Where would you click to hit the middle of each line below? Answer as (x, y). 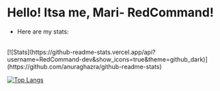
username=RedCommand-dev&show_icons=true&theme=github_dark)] (108, 59)
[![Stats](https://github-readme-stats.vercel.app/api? (81, 52)
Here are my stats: (43, 31)
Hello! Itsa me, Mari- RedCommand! (110, 13)
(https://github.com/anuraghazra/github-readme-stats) (84, 66)
